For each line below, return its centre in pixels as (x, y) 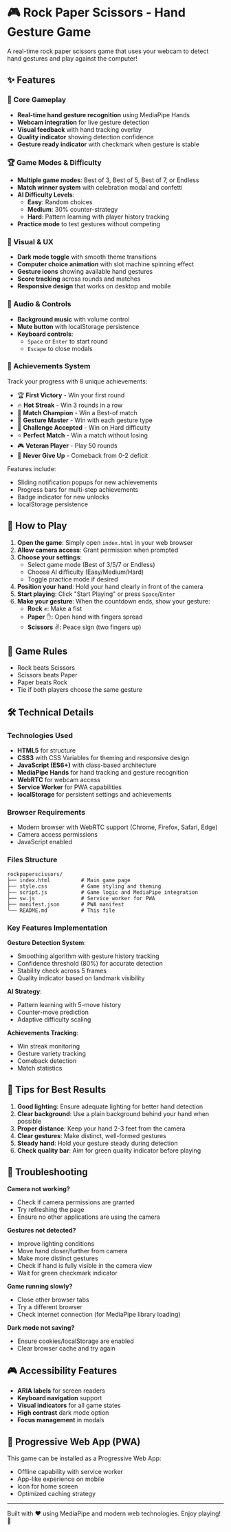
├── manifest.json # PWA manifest (66, 904)
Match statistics (40, 1068)
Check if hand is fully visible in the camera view (85, 1265)
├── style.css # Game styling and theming (84, 886)
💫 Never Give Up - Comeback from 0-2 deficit (82, 455)
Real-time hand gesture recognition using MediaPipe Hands (103, 115)
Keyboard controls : (45, 334)
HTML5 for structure (46, 750)
